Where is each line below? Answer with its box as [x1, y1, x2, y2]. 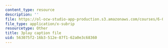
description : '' [5, 12, 39, 17]
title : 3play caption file [5, 30, 61, 35]
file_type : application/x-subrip [5, 21, 75, 26]
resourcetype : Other [5, 26, 48, 31]
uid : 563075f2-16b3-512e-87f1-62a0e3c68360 [5, 35, 97, 40]
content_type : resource [5, 7, 55, 12]
